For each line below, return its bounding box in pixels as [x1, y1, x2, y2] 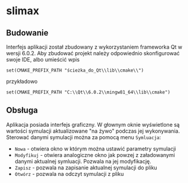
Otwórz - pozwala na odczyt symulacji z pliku [14, 170, 124, 177]
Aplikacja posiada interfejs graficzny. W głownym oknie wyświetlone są [6, 121, 180, 128]
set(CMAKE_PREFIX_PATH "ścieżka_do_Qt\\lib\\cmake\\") [6, 68, 144, 73]
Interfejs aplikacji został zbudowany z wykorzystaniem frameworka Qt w [6, 43, 183, 50]
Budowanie [6, 28, 49, 38]
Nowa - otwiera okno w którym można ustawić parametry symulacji [14, 145, 176, 152]
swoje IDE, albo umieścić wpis [6, 56, 80, 63]
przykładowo [6, 78, 38, 85]
